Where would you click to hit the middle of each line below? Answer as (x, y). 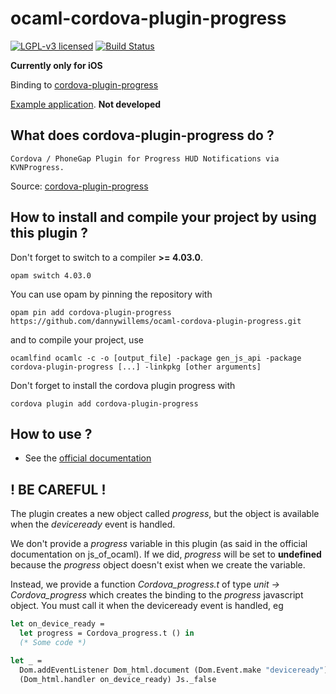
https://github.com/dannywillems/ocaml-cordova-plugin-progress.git (156, 321)
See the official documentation (88, 458)
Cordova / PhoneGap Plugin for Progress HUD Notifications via (145, 158)
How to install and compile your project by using (163, 217)
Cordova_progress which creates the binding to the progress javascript (157, 595)
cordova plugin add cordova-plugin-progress (104, 403)
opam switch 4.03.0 (51, 275)
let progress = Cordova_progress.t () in (107, 633)
